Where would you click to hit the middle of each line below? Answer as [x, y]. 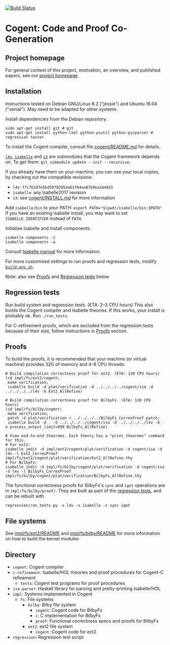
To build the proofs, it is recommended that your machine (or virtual [76, 359]
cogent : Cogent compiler [38, 567]
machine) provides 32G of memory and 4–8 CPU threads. [65, 364]
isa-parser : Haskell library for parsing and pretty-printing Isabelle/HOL [87, 589]
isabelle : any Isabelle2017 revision [49, 192]
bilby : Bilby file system [52, 605]
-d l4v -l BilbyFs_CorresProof [38, 472]
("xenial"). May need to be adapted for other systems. [62, 109]
